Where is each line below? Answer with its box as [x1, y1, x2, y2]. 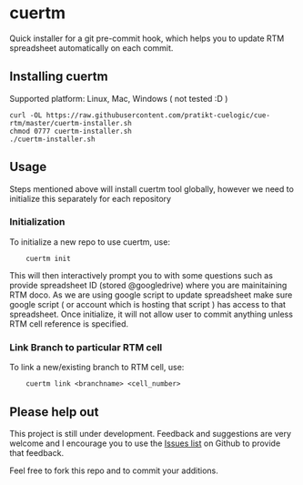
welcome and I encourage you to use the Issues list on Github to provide [9, 438, 281, 449]
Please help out [9, 404, 99, 419]
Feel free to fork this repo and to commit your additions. [9, 465, 218, 476]
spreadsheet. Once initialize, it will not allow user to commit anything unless [9, 308, 294, 319]
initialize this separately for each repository [9, 193, 171, 204]
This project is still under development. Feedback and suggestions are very [9, 428, 292, 439]
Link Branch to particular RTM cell [9, 340, 163, 353]
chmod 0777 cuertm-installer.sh [9, 126, 132, 136]
